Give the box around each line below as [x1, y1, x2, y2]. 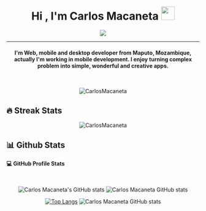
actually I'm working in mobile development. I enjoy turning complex [14, 55, 192, 63]
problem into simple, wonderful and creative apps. [37, 62, 169, 69]
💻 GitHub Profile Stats [6, 159, 65, 167]
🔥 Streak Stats [6, 105, 63, 116]
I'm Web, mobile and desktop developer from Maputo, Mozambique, [14, 49, 192, 56]
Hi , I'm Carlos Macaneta [31, 9, 159, 23]
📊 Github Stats [6, 140, 66, 150]
